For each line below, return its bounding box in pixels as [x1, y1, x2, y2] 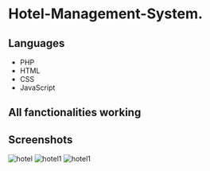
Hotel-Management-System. [8, 5, 203, 23]
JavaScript [19, 83, 56, 92]
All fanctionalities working [8, 106, 142, 119]
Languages [8, 37, 65, 50]
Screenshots [8, 133, 73, 146]
